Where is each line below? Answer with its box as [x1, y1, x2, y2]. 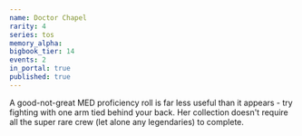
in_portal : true [9, 64, 71, 73]
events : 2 [9, 55, 47, 64]
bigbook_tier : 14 [9, 47, 75, 56]
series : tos [9, 30, 54, 39]
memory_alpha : [9, 38, 63, 48]
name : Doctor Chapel [9, 13, 88, 23]
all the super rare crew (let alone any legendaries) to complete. [9, 116, 245, 127]
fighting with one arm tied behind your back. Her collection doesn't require [9, 106, 288, 118]
